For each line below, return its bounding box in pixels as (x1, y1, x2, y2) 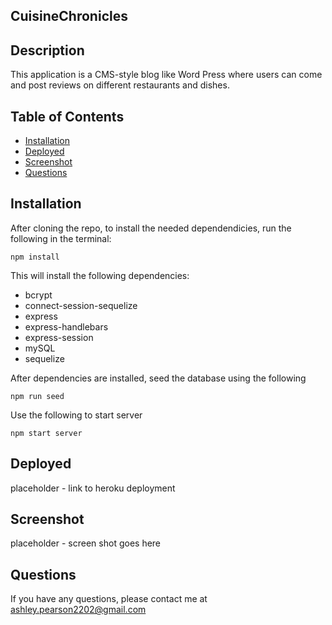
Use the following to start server (10, 409, 143, 421)
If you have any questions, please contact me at (10, 593, 208, 605)
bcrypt (24, 289, 53, 301)
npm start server (10, 428, 83, 438)
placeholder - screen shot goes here (10, 537, 162, 549)
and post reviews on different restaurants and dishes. (10, 79, 230, 91)
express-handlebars (24, 320, 109, 333)
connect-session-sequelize (24, 299, 138, 311)
